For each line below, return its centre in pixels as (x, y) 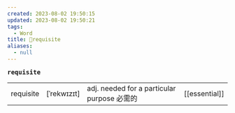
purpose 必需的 (112, 98)
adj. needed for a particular (131, 88)
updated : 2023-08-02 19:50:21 (51, 20)
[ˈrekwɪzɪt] (63, 93)
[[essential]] (204, 93)
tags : (15, 27)
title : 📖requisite (34, 40)
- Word (23, 33)
